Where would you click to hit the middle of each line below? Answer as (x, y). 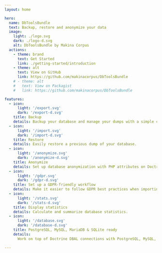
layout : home (18, 9)
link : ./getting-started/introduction (56, 63)
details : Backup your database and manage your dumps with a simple (84, 122)
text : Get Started (36, 59)
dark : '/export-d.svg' (40, 113)
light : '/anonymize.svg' (42, 153)
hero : (10, 18)
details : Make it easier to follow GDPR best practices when (76, 190)
